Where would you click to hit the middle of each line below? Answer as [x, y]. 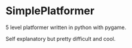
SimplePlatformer [50, 11]
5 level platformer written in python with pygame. [66, 27]
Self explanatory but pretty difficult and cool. [61, 39]
